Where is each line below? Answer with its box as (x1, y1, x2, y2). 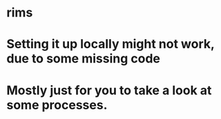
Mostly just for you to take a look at (6, 83, 212, 98)
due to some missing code (6, 51, 160, 67)
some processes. (6, 97, 108, 113)
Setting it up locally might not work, (6, 36, 215, 52)
